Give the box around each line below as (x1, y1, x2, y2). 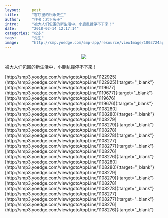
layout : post (5, 7, 41, 13)
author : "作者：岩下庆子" (5, 17, 63, 22)
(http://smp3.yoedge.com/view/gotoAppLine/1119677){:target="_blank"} (5, 90, 153, 96)
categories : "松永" (5, 31, 44, 36)
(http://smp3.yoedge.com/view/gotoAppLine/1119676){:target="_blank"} (5, 100, 153, 106)
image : (5, 40, 19, 45)
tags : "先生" (5, 36, 44, 41)
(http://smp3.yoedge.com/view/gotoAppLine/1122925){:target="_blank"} (5, 79, 154, 85)
